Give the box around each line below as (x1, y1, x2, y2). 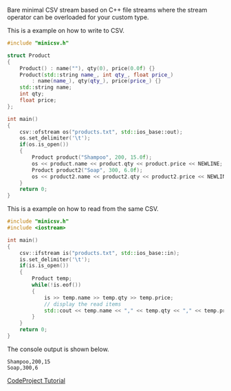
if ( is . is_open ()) (19, 262, 69, 269)
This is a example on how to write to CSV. (7, 27, 125, 34)
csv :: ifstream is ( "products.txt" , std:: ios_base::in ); (19, 249, 180, 256)
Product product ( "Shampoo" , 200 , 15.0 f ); (32, 154, 153, 161)
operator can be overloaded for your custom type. (7, 13, 149, 21)
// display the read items (43, 300, 122, 308)
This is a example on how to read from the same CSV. (7, 205, 159, 213)
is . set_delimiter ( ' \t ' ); (19, 256, 91, 263)
